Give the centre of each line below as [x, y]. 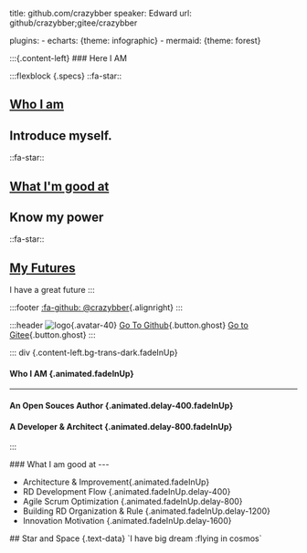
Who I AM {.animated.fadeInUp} [72, 373]
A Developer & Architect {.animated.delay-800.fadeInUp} [121, 426]
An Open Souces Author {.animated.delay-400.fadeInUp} [122, 406]
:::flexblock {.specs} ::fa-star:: [66, 76]
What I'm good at [59, 186]
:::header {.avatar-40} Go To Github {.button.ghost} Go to [129, 325]
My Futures [42, 268]
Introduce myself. [61, 136]
